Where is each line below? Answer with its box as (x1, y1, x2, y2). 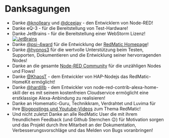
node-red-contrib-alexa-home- (93, 84, 159, 90)
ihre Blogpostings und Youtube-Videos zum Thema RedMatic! (12, 106, 141, 112)
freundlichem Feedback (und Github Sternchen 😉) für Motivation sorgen (12, 116, 164, 122)
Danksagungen (5, 3, 70, 15)
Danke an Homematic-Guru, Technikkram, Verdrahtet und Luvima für (12, 100, 156, 106)
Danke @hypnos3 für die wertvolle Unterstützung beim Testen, (12, 47, 144, 53)
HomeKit (12, 79, 31, 85)
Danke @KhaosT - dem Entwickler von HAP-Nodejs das (12, 73, 129, 79)
